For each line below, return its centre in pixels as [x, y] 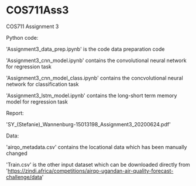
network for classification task [42, 84]
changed [17, 153]
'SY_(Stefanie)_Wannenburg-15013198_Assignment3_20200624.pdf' [88, 124]
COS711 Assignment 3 [32, 26]
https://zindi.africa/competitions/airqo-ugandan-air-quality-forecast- [91, 171]
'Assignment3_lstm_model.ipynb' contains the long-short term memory [92, 95]
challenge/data [24, 177]
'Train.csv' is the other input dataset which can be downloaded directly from [98, 164]
